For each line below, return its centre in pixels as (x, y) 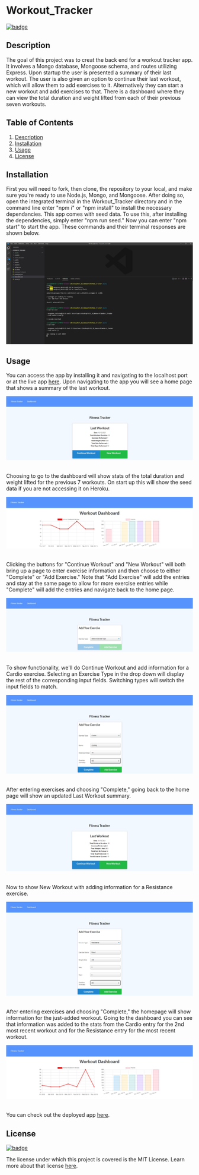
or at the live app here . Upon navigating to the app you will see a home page (99, 382)
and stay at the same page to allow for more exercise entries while (87, 583)
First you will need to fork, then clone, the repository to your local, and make (99, 189)
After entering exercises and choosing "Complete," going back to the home (98, 789)
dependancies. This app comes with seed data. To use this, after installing (97, 214)
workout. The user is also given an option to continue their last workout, (94, 78)
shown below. (23, 233)
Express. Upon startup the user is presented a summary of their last (89, 73)
